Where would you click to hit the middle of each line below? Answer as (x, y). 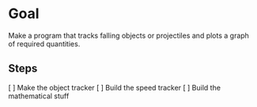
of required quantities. (44, 43)
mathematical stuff (39, 96)
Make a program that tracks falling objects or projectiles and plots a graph (128, 35)
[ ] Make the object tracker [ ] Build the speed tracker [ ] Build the (115, 87)
